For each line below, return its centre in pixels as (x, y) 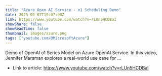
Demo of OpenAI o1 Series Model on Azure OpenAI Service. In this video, (81, 52)
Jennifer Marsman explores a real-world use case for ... (63, 58)
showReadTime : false (27, 29)
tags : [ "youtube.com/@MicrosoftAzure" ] (47, 39)
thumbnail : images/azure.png (36, 33)
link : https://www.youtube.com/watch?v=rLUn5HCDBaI (61, 19)
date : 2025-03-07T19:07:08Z (35, 15)
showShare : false (24, 24)
